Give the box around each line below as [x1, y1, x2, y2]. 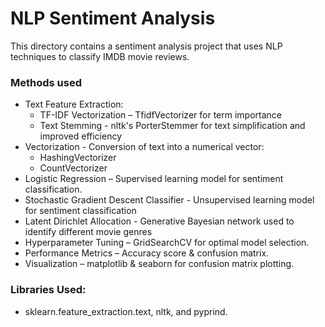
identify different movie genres [24, 226, 153, 238]
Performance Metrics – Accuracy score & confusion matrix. [24, 247, 270, 259]
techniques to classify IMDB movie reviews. [10, 50, 190, 62]
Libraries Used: [10, 283, 87, 297]
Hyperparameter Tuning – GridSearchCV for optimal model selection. [24, 237, 310, 249]
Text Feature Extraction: [24, 98, 124, 111]
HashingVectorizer [39, 152, 117, 164]
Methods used [10, 75, 82, 89]
